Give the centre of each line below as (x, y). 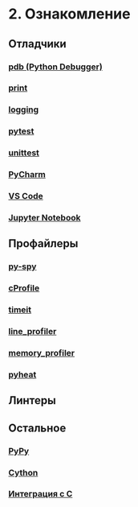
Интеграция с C (41, 494)
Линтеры (32, 400)
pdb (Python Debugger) (55, 67)
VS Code (26, 196)
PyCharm (27, 175)
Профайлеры (43, 243)
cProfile (24, 288)
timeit (20, 310)
